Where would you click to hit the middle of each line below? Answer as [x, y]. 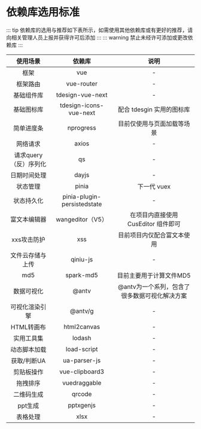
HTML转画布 [28, 327]
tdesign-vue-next [82, 95]
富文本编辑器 [28, 219]
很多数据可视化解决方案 [154, 296]
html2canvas [82, 327]
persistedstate [82, 204]
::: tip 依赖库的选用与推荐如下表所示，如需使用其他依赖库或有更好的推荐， [97, 30]
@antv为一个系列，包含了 [154, 287]
